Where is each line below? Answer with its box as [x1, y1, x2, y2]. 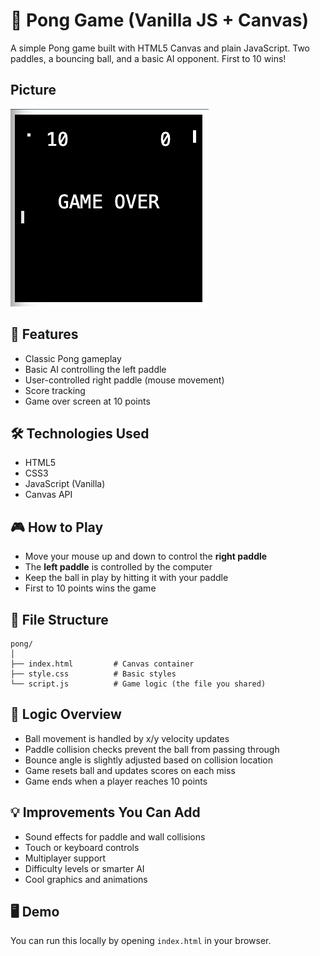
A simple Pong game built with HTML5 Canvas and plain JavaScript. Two [10, 42, 310, 54]
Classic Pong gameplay [24, 352, 122, 364]
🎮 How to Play [10, 519, 104, 536]
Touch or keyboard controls [24, 841, 140, 853]
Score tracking [24, 384, 86, 396]
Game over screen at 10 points [24, 395, 151, 407]
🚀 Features [10, 326, 79, 343]
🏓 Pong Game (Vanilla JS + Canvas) [10, 9, 310, 32]
